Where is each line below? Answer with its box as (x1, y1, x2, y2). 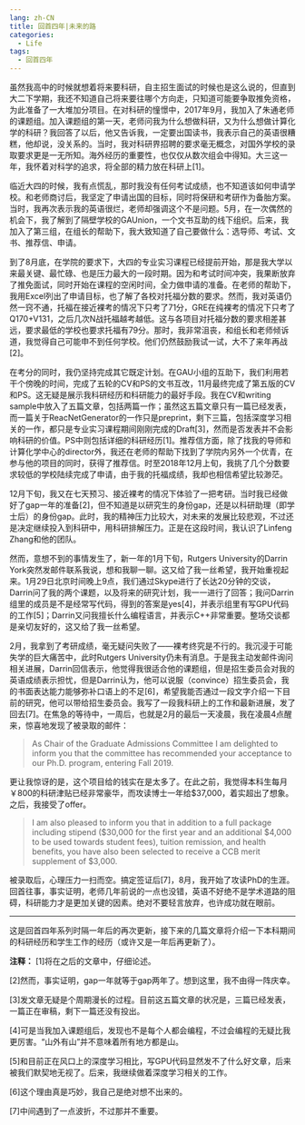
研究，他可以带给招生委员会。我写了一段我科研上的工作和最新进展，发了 (25, 697, 296, 708)
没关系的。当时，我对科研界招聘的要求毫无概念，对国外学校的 (56, 138, 288, 149)
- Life (17, 38, 43, 48)
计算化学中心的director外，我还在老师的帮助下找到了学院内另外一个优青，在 (9, 446, 293, 457)
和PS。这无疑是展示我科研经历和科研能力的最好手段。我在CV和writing (9, 390, 271, 400)
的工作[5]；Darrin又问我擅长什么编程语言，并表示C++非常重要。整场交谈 (9, 610, 282, 621)
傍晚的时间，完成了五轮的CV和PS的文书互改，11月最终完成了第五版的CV (25, 378, 296, 389)
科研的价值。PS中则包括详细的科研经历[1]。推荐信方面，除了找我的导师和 (16, 435, 291, 445)
